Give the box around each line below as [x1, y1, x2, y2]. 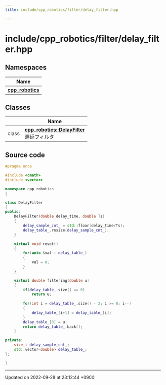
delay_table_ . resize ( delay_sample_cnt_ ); [23, 228, 110, 232]
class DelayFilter [5, 200, 43, 205]
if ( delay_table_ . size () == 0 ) [23, 287, 85, 292]
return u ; [31, 292, 52, 297]
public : [5, 209, 21, 214]
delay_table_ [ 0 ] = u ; [23, 319, 68, 324]
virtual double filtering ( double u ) [14, 278, 90, 283]
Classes [5, 103, 31, 112]
